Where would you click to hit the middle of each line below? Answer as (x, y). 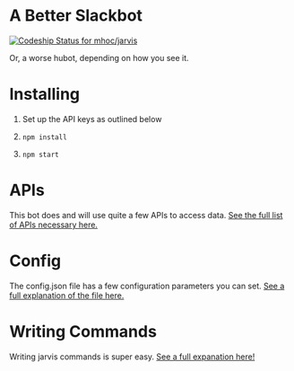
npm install (44, 137)
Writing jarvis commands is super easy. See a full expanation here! (132, 357)
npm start (41, 155)
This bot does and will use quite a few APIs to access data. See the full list (146, 215)
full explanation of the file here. (67, 295)
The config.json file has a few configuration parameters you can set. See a (147, 286)
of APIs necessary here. (54, 225)
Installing (45, 94)
